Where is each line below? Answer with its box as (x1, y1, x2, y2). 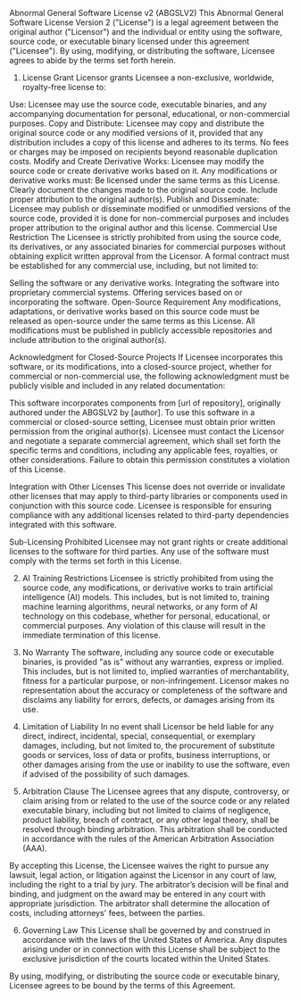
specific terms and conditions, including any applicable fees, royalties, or (9, 446, 279, 455)
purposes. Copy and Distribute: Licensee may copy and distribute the (9, 118, 265, 129)
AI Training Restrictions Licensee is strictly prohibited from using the (21, 573, 274, 583)
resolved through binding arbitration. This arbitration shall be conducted (21, 824, 287, 834)
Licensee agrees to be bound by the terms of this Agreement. (9, 980, 236, 990)
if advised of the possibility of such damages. (21, 769, 190, 779)
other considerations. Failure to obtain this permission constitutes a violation (9, 454, 290, 465)
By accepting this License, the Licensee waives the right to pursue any (9, 861, 270, 871)
